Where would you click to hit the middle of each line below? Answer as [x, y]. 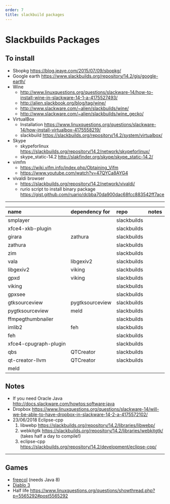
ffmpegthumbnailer [31, 319]
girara [15, 237]
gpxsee [17, 294]
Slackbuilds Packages [53, 40]
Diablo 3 [21, 485]
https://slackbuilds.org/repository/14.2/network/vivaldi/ [77, 183]
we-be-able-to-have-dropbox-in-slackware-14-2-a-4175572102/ [80, 415]
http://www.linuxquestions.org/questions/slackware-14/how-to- [87, 92]
